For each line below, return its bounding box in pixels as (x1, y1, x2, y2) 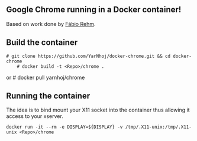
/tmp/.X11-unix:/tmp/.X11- (125, 124, 192, 130)
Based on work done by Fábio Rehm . (6, 20, 96, 27)
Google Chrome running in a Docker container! (6, 5, 182, 15)
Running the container (6, 91, 91, 101)
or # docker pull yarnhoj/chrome (6, 74, 85, 81)
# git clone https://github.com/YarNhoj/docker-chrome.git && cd (6, 53, 170, 59)
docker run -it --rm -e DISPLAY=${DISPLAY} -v (6, 124, 123, 130)
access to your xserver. (6, 113, 63, 120)
